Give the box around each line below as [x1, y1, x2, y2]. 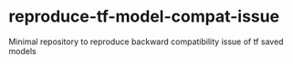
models [8, 45, 37, 56]
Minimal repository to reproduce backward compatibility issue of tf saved [8, 36, 284, 47]
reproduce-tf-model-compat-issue [8, 6, 280, 27]
